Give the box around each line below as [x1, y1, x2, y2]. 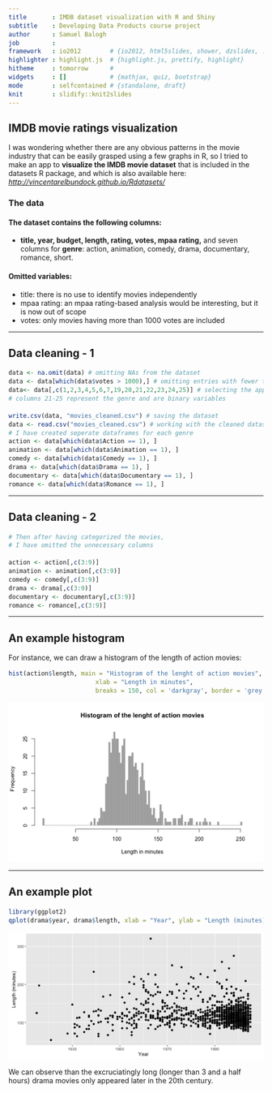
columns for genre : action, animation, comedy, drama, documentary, [19, 244, 250, 254]
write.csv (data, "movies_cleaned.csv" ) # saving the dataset [8, 411, 219, 420]
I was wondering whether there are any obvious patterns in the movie [8, 143, 240, 153]
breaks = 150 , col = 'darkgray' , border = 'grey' [95, 686, 266, 695]
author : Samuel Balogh [8, 30, 107, 38]
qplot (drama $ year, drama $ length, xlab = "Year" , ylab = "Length [8, 916, 230, 924]
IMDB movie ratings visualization [8, 121, 178, 135]
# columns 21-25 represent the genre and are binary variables [8, 394, 227, 403]
